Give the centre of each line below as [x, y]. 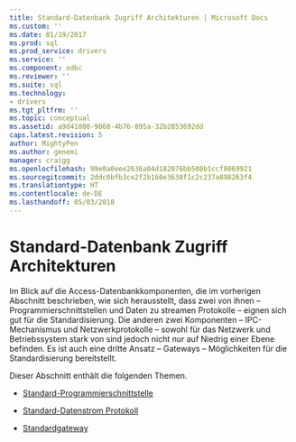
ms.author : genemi [44, 152]
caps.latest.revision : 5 [56, 135]
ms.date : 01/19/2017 [48, 34]
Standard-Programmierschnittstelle [88, 392]
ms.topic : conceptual [50, 118]
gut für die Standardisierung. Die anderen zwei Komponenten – [126, 319]
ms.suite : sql [36, 85]
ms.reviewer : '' [40, 77]
